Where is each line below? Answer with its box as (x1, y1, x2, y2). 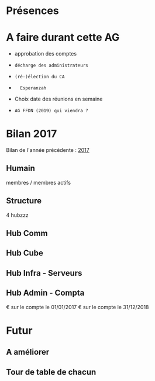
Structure (6, 196, 42, 206)
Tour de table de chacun (6, 367, 97, 377)
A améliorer (6, 347, 50, 357)
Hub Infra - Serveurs (6, 268, 82, 278)
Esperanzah (20, 85, 47, 91)
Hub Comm (6, 228, 48, 238)
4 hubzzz (6, 212, 29, 219)
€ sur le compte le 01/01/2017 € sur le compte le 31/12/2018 (6, 303, 149, 310)
